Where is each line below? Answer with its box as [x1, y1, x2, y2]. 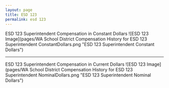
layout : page [5, 7, 33, 13]
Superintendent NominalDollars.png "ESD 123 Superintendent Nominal [5, 72, 151, 78]
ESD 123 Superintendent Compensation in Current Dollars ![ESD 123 [5, 61, 146, 67]
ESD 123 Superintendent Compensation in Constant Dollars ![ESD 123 [5, 31, 149, 37]
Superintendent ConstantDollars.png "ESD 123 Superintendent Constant [5, 41, 155, 48]
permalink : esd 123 [5, 17, 46, 22]
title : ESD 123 [5, 12, 37, 17]
